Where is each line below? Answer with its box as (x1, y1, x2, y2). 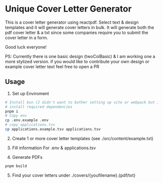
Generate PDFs (12, 154, 43, 160)
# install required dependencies (5, 104, 73, 109)
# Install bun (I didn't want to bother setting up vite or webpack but (5, 100, 155, 105)
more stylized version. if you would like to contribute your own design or (5, 58, 149, 64)
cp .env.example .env (5, 118, 49, 123)
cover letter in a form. (5, 35, 49, 41)
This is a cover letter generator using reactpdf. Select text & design (5, 19, 139, 25)
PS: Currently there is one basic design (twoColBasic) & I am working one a (5, 53, 155, 59)
